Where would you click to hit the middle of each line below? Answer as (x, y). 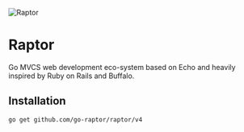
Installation (37, 101)
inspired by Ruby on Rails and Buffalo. (72, 76)
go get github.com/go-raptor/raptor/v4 (76, 120)
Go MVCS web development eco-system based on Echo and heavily (122, 67)
